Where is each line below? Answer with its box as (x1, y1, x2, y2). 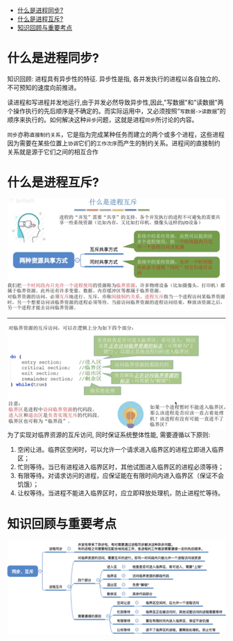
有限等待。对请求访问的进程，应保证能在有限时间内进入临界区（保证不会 (17, 471, 224, 480)
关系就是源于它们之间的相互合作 (7, 147, 98, 156)
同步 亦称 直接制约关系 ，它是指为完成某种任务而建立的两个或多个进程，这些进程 (7, 130, 225, 138)
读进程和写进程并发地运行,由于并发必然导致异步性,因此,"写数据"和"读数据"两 (7, 98, 224, 106)
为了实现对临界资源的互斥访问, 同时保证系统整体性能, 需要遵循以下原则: (7, 430, 210, 439)
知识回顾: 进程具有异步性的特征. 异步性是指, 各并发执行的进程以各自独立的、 (7, 74, 224, 83)
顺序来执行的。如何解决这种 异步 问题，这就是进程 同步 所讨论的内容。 (7, 115, 198, 124)
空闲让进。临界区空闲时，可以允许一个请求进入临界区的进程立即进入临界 (17, 446, 224, 454)
